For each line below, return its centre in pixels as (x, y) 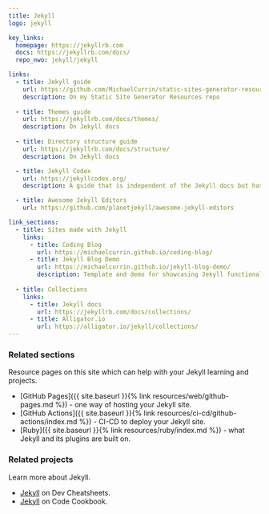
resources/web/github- (191, 396)
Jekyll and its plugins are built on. (75, 439)
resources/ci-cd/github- (197, 413)
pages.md (36, 405)
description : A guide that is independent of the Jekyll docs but (136, 186)
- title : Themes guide (53, 112)
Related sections (42, 354)
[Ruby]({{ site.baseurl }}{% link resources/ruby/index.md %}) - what (132, 431)
